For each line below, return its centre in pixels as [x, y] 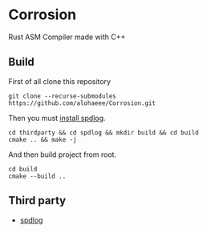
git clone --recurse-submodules [62, 96]
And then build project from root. [63, 155]
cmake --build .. [37, 176]
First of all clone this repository [59, 81]
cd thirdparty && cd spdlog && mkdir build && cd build [103, 133]
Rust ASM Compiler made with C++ [67, 37]
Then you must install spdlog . [57, 118]
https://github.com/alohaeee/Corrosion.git [82, 103]
